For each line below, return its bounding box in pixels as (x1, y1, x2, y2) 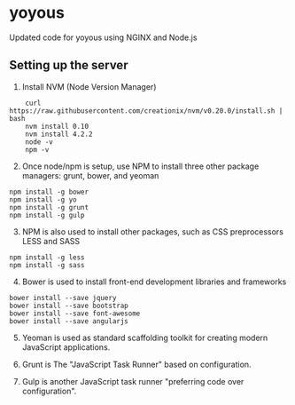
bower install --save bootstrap (9, 301, 128, 310)
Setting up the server (9, 58, 128, 73)
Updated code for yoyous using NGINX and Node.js (9, 32, 198, 43)
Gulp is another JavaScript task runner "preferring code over (21, 376, 245, 386)
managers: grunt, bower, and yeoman (21, 170, 159, 180)
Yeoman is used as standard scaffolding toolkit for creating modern (21, 332, 268, 343)
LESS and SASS (21, 235, 81, 246)
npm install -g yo (9, 195, 77, 204)
